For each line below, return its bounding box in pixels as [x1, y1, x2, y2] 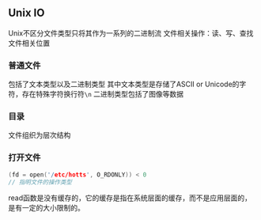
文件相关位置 [8, 38, 50, 47]
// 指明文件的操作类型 [8, 178, 73, 186]
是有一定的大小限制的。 [8, 203, 85, 213]
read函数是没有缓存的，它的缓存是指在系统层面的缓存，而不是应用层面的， [8, 193, 252, 203]
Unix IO [8, 6, 45, 20]
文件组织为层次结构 [8, 131, 71, 140]
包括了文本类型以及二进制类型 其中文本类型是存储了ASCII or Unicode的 [8, 79, 240, 89]
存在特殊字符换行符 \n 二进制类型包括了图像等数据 [21, 89, 184, 99]
